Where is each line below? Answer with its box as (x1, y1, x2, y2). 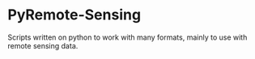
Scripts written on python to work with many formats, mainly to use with (7, 32, 248, 42)
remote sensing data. (7, 40, 79, 50)
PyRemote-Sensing (7, 6, 142, 24)
